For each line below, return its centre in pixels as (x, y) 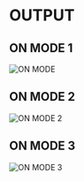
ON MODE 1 (41, 48)
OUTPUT (42, 15)
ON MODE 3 (42, 146)
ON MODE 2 (42, 97)
